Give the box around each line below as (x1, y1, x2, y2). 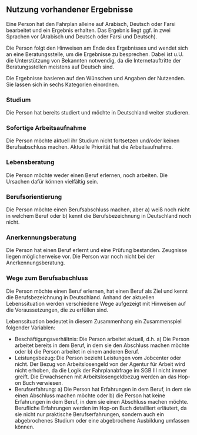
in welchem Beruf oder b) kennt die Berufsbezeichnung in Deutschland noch (6, 212, 192, 219)
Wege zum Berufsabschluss (6, 274, 88, 282)
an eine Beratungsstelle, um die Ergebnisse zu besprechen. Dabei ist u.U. (6, 50, 184, 58)
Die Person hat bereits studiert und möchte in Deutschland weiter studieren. (6, 109, 190, 116)
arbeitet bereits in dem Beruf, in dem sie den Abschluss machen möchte (14, 342, 190, 349)
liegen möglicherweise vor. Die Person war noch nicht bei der (6, 253, 155, 260)
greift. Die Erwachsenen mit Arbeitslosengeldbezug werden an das (14, 373, 177, 380)
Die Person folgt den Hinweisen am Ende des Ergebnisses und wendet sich (6, 44, 188, 51)
